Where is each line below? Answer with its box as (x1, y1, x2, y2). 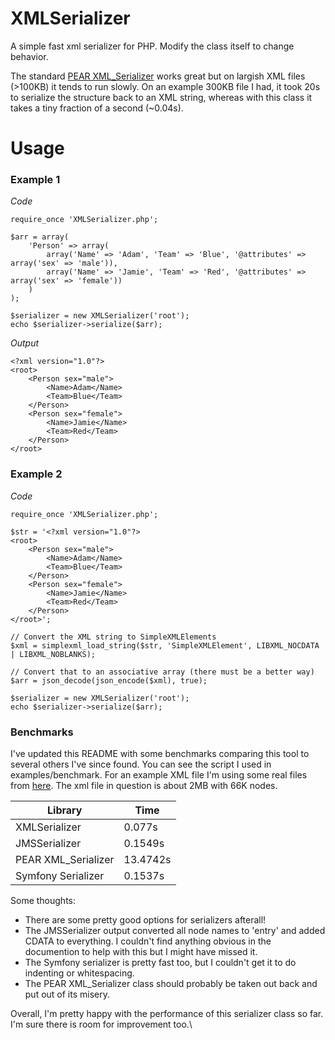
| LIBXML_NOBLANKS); (10, 649, 97, 659)
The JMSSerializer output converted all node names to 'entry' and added (24, 925, 326, 937)
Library (47, 803, 83, 817)
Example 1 (10, 173, 61, 187)
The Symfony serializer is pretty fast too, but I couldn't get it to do (24, 957, 297, 969)
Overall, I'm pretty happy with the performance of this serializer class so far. (10, 1008, 324, 1020)
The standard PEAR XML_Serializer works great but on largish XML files (10, 70, 306, 82)
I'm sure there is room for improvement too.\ (10, 1018, 193, 1031)
